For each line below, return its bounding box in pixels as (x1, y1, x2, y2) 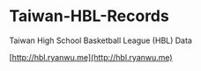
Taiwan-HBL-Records (9, 6, 169, 26)
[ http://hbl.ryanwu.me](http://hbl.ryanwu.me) (9, 52, 174, 62)
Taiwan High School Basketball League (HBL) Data (9, 35, 192, 46)
